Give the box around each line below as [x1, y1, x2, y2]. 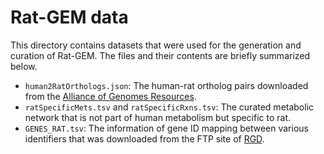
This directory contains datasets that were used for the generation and [10, 39, 302, 51]
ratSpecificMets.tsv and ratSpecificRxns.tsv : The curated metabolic [24, 101, 315, 113]
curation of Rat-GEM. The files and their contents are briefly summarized [10, 49, 311, 61]
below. [10, 60, 38, 72]
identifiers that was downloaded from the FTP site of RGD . [24, 132, 265, 145]
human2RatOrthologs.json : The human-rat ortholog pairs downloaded [24, 79, 309, 91]
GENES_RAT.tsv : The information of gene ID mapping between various [24, 122, 309, 134]
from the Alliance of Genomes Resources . [24, 90, 197, 102]
